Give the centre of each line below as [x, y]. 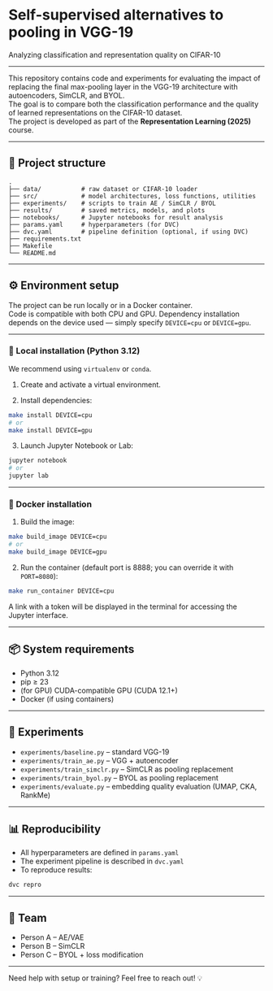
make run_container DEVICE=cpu [61, 591]
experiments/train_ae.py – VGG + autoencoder [99, 760]
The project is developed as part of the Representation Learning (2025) [130, 121]
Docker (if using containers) [67, 699]
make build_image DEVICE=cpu [58, 537]
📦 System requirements [71, 649]
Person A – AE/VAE [52, 937]
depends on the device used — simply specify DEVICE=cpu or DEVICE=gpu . [130, 322]
